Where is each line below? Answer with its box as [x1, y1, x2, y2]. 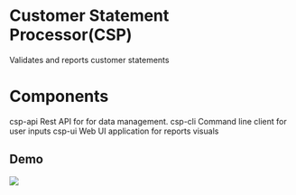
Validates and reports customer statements [9, 54, 170, 65]
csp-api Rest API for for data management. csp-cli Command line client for [9, 116, 287, 126]
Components [9, 87, 109, 107]
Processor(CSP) [9, 24, 133, 45]
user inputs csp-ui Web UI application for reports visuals [9, 125, 219, 136]
